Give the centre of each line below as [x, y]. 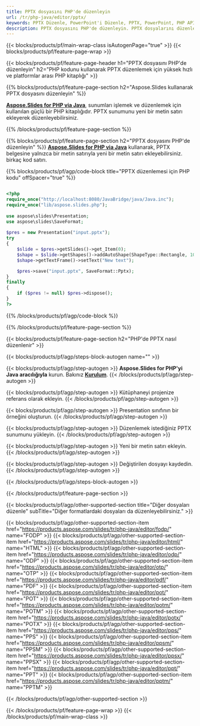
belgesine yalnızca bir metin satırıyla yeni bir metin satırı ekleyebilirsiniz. [94, 154]
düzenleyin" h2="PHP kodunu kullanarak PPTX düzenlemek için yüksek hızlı [99, 70]
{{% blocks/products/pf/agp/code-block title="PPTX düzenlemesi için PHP [98, 172]
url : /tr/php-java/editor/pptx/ [46, 17]
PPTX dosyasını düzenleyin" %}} [46, 94]
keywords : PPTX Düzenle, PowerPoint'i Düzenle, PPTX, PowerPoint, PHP [96, 23]
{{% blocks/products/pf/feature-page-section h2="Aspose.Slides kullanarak [100, 88]
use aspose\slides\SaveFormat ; [45, 222]
